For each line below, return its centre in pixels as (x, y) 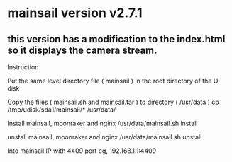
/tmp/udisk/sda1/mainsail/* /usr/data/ (62, 110)
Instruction (23, 67)
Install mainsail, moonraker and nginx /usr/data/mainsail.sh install (103, 123)
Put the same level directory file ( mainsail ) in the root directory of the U (113, 81)
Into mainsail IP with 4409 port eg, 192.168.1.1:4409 (82, 151)
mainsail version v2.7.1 (75, 13)
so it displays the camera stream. (82, 50)
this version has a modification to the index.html (116, 39)
